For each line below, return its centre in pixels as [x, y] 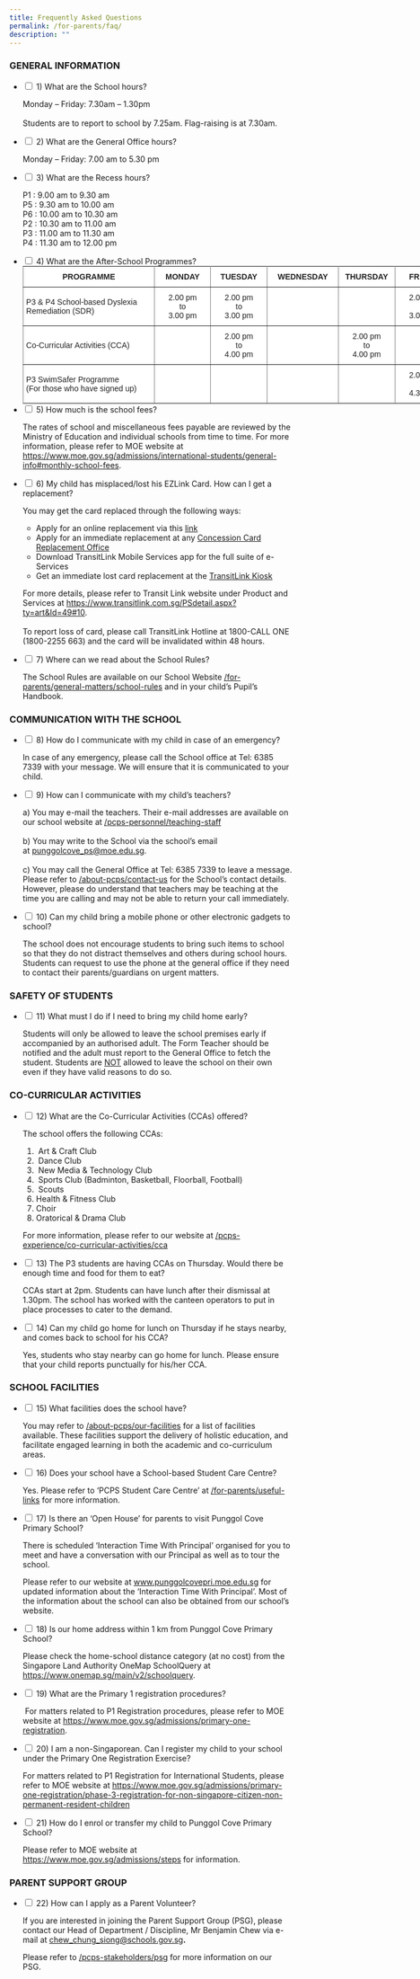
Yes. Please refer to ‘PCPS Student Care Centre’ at [115, 1490]
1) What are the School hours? [92, 86]
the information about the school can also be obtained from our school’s [156, 1601]
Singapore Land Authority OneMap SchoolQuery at [116, 1665]
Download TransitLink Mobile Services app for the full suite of [150, 556]
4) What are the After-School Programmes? [116, 261]
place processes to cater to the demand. [97, 1309]
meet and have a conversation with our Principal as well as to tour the [151, 1555]
